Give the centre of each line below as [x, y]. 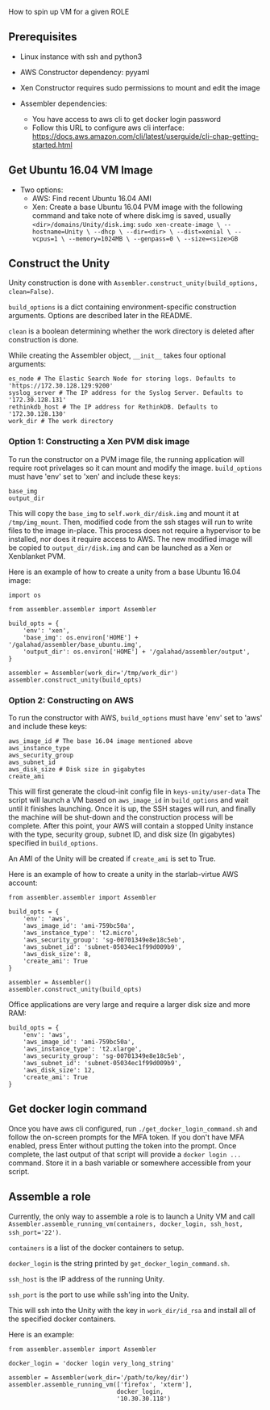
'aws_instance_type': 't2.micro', [81, 933]
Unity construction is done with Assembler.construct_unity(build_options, [133, 283]
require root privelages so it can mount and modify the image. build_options [135, 468]
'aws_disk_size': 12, [59, 1070]
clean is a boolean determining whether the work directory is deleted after [131, 331]
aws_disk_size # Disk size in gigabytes [77, 770]
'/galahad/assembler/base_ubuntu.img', [75, 644]
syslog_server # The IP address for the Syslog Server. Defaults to [126, 393]
